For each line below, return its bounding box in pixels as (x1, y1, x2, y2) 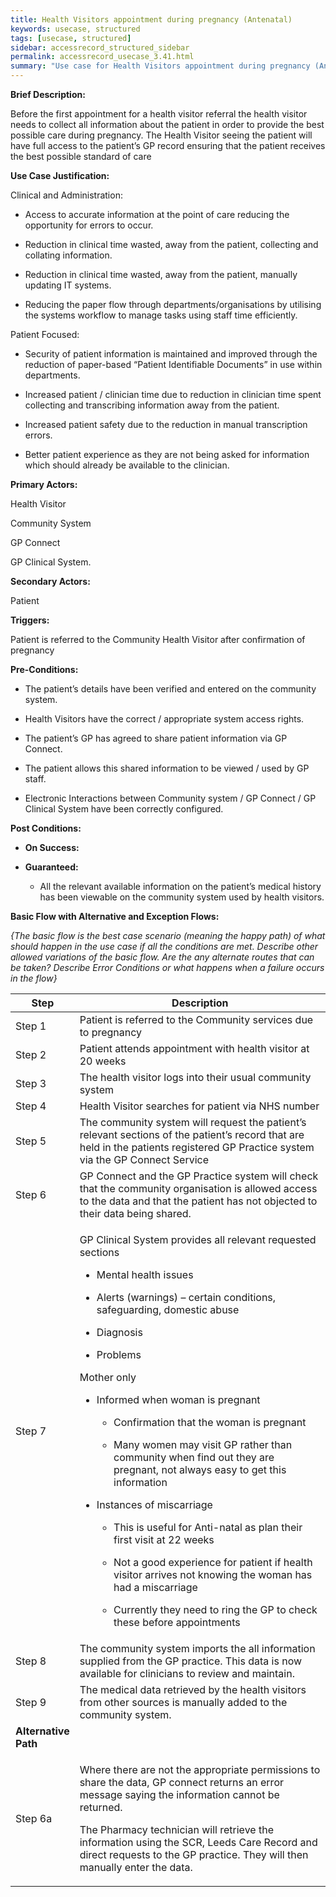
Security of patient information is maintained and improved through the (24, 348, 318, 360)
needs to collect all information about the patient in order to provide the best (10, 119, 325, 130)
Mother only (79, 1371, 137, 1384)
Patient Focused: (10, 329, 80, 340)
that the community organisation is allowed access (79, 1182, 318, 1195)
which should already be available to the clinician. (24, 459, 230, 471)
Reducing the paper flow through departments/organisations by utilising (24, 299, 322, 310)
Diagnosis (96, 1326, 143, 1339)
